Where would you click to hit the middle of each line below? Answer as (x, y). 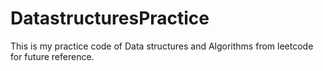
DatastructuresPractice (110, 18)
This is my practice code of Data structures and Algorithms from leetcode (162, 46)
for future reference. (52, 56)
